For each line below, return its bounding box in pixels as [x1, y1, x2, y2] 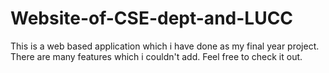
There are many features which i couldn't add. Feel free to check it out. [10, 50, 303, 62]
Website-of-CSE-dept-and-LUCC [10, 7, 294, 30]
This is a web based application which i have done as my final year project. [10, 40, 320, 52]
